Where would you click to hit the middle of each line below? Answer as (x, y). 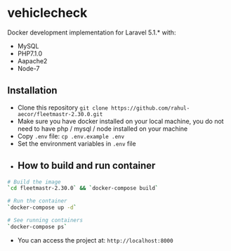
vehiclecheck (47, 13)
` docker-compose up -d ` (42, 208)
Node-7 (28, 68)
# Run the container (38, 201)
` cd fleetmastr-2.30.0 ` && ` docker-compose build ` (83, 188)
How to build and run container (86, 166)
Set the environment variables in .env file (77, 143)
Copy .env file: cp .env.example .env (71, 136)
